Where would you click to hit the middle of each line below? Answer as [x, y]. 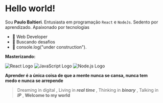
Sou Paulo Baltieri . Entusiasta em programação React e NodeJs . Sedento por [81, 22]
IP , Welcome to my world [43, 95]
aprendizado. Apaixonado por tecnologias [47, 27]
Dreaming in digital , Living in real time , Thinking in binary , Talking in [88, 90]
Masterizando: [20, 56]
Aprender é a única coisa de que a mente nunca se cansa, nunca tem [76, 75]
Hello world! [30, 9]
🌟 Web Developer [30, 37]
